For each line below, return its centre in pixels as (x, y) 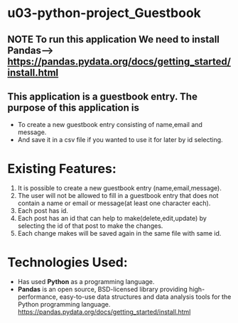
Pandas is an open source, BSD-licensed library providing (103, 290)
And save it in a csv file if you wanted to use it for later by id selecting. (120, 140)
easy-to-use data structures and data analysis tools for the (145, 297)
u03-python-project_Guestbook (104, 13)
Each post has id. (43, 211)
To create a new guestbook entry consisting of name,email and (110, 125)
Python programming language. (64, 305)
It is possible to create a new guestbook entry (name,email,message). (119, 188)
